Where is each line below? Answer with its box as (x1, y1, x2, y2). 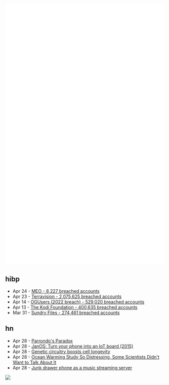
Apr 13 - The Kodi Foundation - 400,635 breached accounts (12, 304, 138, 310)
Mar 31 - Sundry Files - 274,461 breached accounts (12, 310, 120, 316)
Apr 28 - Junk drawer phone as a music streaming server (12, 364, 133, 371)
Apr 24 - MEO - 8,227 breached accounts (12, 288, 100, 294)
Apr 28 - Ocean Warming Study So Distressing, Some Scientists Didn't (12, 354, 159, 360)
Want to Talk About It (12, 359, 57, 365)
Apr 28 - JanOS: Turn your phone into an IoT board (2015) (12, 343, 134, 349)
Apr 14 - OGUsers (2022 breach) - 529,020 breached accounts (12, 298, 145, 305)
